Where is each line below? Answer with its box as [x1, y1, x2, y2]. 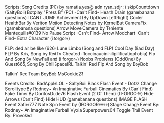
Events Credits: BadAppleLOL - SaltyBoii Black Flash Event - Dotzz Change [5, 81, 157, 86]
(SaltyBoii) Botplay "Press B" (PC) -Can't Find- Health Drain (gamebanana [5, 9, 155, 15]
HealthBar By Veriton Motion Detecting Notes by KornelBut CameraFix [5, 20, 147, 26]
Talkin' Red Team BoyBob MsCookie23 [5, 71, 84, 77]
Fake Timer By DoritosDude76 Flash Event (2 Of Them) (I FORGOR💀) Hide [5, 91, 154, 96]
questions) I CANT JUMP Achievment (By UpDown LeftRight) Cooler [5, 15, 143, 20]
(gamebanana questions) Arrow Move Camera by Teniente [5, 25, 124, 31]
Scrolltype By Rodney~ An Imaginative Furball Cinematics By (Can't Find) [5, 86, 153, 92]
